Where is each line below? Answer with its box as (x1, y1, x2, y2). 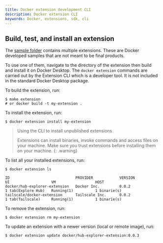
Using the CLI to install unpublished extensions (17, 128, 112, 134)
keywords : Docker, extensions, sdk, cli (5, 16, 89, 21)
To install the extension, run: (5, 110, 62, 116)
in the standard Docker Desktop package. (5, 78, 89, 84)
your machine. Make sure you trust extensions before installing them (17, 143, 156, 149)
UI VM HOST (5, 180, 105, 185)
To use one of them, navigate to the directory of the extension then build (5, 62, 152, 68)
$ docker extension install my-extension (5, 119, 91, 124)
